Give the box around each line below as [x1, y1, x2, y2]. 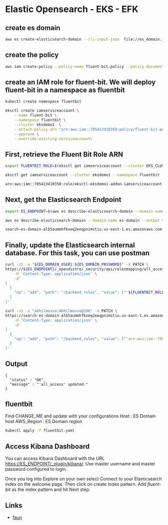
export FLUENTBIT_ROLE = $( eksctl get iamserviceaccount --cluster [5, 163, 144, 169]
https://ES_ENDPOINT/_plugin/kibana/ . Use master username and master [5, 461, 155, 467]
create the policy [5, 51, 59, 59]
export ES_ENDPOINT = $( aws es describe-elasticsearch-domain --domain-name [5, 208, 164, 214]
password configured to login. [5, 466, 67, 472]
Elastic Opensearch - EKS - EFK [5, 4, 138, 15]
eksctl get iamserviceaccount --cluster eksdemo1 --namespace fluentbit [5, 172, 160, 178]
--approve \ [14, 132, 39, 137]
